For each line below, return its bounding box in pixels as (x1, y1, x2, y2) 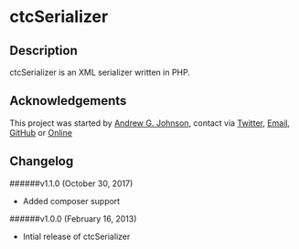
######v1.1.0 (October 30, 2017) (9, 178, 133, 189)
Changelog (9, 153, 74, 170)
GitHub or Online (9, 127, 73, 138)
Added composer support (22, 195, 121, 206)
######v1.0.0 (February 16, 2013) (9, 213, 137, 224)
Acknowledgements (9, 93, 127, 109)
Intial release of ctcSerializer (22, 231, 131, 242)
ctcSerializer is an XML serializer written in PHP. (9, 67, 190, 78)
